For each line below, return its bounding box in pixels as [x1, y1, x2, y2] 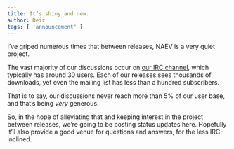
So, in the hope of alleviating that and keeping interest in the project [7, 113, 204, 121]
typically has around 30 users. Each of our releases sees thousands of [7, 71, 212, 79]
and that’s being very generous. [7, 99, 100, 108]
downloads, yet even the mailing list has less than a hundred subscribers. [7, 78, 220, 87]
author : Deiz [7, 17, 46, 24]
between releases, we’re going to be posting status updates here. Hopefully [7, 120, 227, 129]
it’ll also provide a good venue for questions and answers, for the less [7, 127, 209, 136]
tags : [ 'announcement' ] [7, 23, 83, 30]
